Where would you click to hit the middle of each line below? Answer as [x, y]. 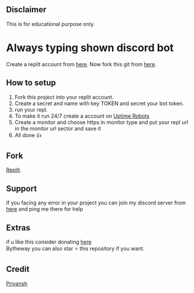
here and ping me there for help [45, 209]
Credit [18, 269]
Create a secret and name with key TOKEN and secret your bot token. [99, 103]
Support [22, 188]
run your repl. [31, 109]
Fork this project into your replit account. [64, 97]
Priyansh [17, 284]
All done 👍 [28, 135]
